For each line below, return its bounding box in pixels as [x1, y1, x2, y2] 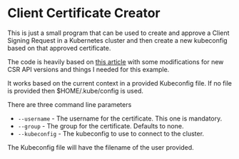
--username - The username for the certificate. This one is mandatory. [17, 114, 223, 123]
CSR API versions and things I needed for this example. [7, 65, 170, 73]
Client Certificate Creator [7, 5, 161, 21]
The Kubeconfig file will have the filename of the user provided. [7, 143, 194, 151]
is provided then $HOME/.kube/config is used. [7, 86, 144, 95]
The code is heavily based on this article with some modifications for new [7, 57, 224, 66]
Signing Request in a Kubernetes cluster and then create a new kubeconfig [7, 36, 228, 44]
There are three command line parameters [7, 100, 132, 108]
